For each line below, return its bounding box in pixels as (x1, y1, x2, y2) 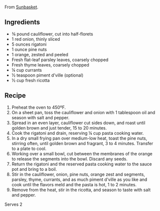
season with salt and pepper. (11, 114, 70, 120)
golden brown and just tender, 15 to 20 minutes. (11, 125, 107, 130)
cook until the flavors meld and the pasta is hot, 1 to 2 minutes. (11, 181, 137, 187)
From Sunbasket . (4, 4, 39, 10)
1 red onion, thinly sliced (11, 36, 60, 42)
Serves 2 (4, 201, 23, 207)
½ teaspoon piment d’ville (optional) (11, 72, 83, 78)
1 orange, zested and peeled (11, 51, 68, 57)
